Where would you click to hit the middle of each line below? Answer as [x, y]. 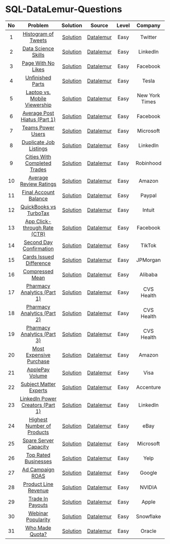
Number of [38, 425]
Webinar [38, 513]
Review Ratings [38, 184]
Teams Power [38, 128]
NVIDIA [148, 487]
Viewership [38, 105]
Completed [38, 163]
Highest [38, 419]
